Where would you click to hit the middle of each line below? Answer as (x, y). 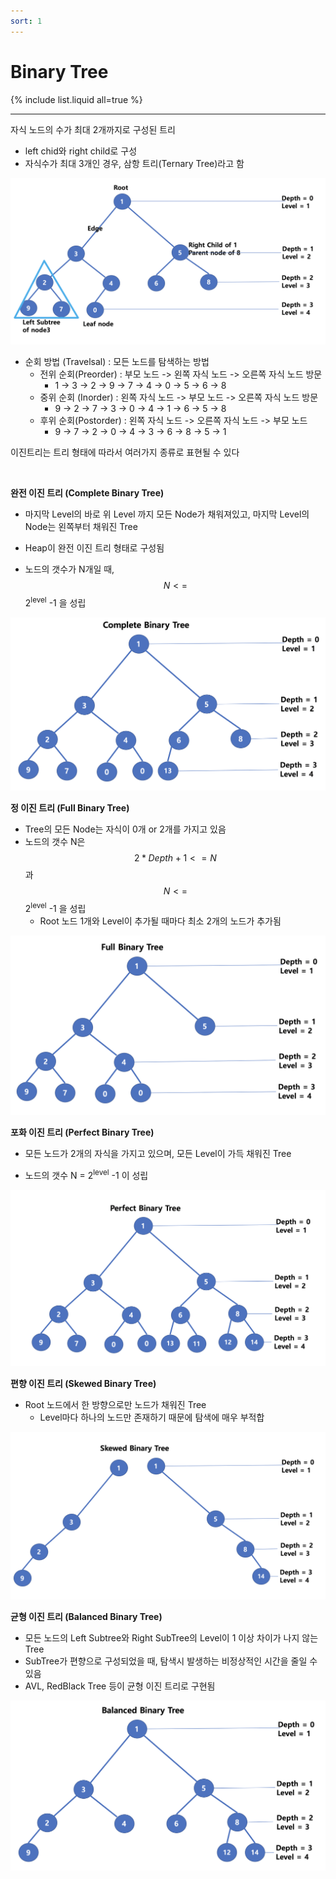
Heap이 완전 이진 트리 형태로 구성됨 (94, 548)
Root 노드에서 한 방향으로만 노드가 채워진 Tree (115, 1404)
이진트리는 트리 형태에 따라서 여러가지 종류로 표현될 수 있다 (125, 452)
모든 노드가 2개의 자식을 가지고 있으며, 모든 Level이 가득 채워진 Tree (158, 1154)
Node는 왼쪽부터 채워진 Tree (81, 527)
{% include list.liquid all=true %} (76, 99)
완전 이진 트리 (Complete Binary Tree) (87, 493)
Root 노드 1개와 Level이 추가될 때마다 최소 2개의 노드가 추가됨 (160, 921)
